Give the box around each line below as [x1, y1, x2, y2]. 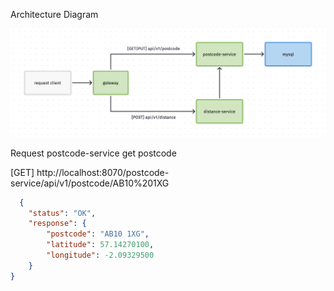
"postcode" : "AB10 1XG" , [46, 229, 150, 239]
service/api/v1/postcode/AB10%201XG [10, 177, 170, 189]
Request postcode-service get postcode [10, 147, 177, 159]
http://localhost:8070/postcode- [36, 166, 170, 178]
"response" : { [28, 219, 87, 229]
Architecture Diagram [10, 9, 99, 20]
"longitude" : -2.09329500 [46, 250, 155, 261]
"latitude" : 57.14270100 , [46, 240, 155, 250]
